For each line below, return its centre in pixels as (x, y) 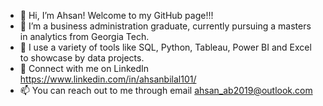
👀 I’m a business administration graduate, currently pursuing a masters (165, 26)
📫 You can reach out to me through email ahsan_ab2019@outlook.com (166, 90)
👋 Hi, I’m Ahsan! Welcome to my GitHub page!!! (116, 15)
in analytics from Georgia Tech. (84, 36)
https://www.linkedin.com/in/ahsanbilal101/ (108, 79)
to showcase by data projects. (82, 58)
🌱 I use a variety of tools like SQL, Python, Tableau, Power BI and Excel (165, 47)
